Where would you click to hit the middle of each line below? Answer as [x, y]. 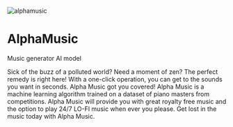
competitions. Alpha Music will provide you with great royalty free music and [117, 101]
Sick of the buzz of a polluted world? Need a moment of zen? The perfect [113, 72]
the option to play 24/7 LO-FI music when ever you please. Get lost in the [112, 109]
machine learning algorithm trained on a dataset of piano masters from [109, 94]
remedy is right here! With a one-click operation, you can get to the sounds [115, 79]
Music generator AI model [45, 58]
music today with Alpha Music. [51, 116]
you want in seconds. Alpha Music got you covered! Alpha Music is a [106, 87]
